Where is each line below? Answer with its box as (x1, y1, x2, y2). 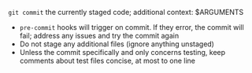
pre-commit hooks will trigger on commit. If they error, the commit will (19, 23, 244, 31)
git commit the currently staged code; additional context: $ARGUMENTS (8, 8, 244, 16)
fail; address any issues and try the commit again (19, 31, 180, 40)
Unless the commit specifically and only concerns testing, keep (19, 48, 226, 57)
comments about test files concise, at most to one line (19, 56, 195, 65)
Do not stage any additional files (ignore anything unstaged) (19, 39, 215, 49)
